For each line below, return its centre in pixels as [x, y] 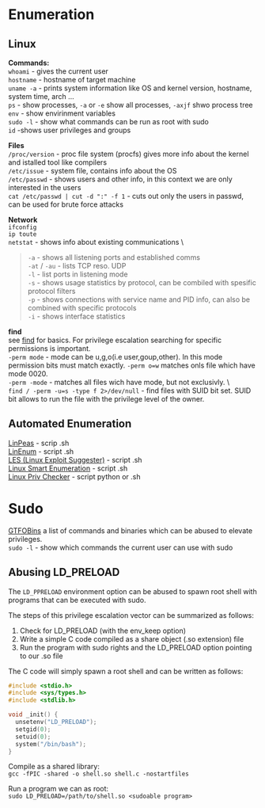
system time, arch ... [42, 96]
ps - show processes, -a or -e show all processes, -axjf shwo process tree [131, 105]
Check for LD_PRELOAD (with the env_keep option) [103, 631]
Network [23, 220]
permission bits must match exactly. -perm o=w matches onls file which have [132, 365]
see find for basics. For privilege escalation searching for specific [115, 340]
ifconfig [23, 227]
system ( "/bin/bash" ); [51, 744]
